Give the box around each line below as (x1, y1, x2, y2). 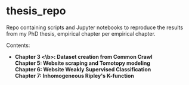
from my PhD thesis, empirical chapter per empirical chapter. (6, 30, 156, 37)
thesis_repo (6, 4, 66, 18)
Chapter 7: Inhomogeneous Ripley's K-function (14, 72, 134, 79)
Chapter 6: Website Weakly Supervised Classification (14, 65, 151, 73)
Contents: (6, 42, 30, 49)
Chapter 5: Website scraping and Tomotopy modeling (14, 59, 151, 67)
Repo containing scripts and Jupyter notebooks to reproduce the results (6, 24, 184, 31)
